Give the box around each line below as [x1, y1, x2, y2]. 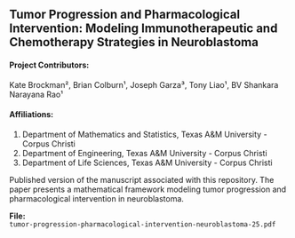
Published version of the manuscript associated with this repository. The [9, 174, 275, 185]
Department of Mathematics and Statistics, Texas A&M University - [21, 129, 268, 139]
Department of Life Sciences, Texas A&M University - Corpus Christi [21, 157, 273, 168]
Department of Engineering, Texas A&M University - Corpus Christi [21, 147, 268, 158]
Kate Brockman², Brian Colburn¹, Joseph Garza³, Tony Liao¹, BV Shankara [9, 79, 279, 90]
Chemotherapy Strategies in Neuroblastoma [9, 35, 259, 50]
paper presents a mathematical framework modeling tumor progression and [9, 184, 287, 194]
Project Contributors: [9, 59, 90, 70]
